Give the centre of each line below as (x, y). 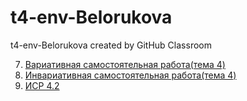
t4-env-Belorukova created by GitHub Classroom (111, 45)
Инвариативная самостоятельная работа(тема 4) (130, 75)
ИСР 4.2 (42, 85)
